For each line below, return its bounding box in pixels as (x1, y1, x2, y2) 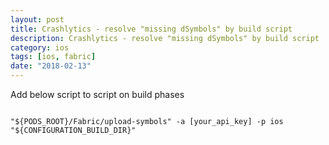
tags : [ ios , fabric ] (10, 52, 97, 62)
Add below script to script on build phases (10, 89, 185, 100)
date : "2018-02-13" (10, 61, 92, 71)
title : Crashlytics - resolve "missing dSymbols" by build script (10, 24, 293, 34)
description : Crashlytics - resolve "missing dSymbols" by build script (10, 33, 320, 43)
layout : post (10, 14, 65, 25)
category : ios (10, 42, 70, 53)
